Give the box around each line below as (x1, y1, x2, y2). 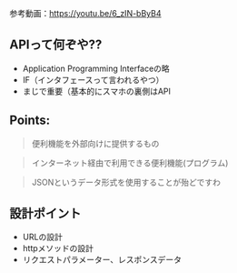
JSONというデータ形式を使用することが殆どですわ (31, 177, 221, 187)
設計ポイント (9, 206, 82, 221)
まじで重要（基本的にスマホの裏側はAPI (22, 86, 171, 96)
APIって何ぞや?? (9, 37, 103, 53)
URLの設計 (22, 231, 64, 243)
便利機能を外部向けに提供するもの (31, 137, 160, 148)
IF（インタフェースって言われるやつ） (22, 74, 164, 85)
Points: (9, 113, 51, 128)
